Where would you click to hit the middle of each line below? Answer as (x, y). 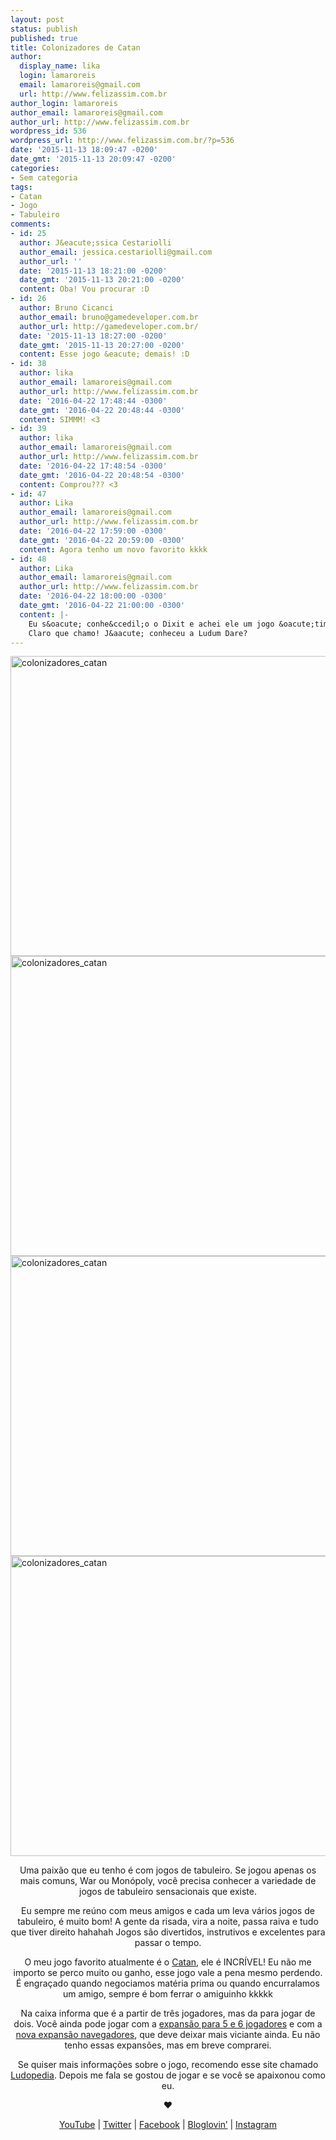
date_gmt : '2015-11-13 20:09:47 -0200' (93, 159)
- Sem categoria (44, 177)
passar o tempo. (168, 1943)
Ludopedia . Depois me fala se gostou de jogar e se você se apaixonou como (168, 2075)
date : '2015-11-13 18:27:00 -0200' (93, 336)
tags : (21, 187)
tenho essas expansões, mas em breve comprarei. (168, 2045)
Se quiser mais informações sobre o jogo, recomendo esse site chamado (168, 2065)
